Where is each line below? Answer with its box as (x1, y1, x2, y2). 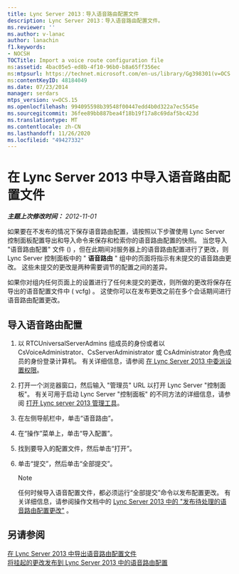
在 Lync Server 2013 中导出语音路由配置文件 (7, 549, 137, 558)
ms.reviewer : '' (7, 24, 55, 31)
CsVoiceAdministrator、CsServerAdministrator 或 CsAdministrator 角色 (17, 348, 225, 357)
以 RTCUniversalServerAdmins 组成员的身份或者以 (17, 339, 165, 347)
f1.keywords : (7, 43, 46, 51)
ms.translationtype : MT (7, 116, 78, 123)
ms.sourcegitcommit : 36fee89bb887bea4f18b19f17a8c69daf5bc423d (7, 110, 199, 117)
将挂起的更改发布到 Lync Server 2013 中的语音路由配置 (7, 558, 169, 567)
